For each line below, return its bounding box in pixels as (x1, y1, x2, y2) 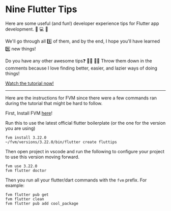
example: (5, 182, 24, 188)
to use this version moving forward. (5, 154, 80, 160)
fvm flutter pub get (5, 192, 49, 197)
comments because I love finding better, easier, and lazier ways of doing (5, 65, 158, 71)
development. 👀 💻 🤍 (5, 26, 48, 32)
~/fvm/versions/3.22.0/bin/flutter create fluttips (5, 139, 117, 145)
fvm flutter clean (5, 196, 44, 201)
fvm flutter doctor (5, 168, 47, 173)
